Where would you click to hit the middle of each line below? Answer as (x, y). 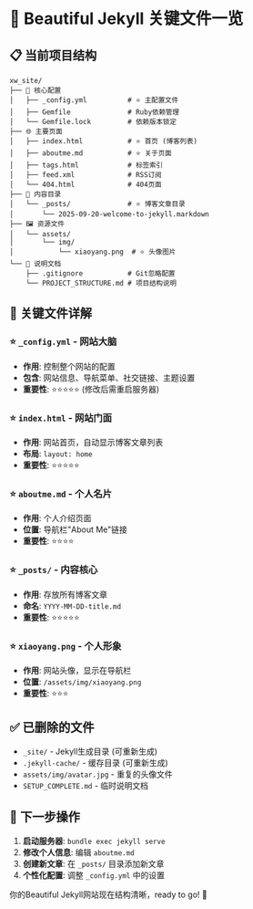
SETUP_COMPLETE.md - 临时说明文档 (85, 785)
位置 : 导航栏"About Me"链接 (75, 529)
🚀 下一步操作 (45, 817)
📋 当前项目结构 (53, 55)
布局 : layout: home (57, 454)
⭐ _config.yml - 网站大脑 (63, 341)
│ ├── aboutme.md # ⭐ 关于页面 (91, 153)
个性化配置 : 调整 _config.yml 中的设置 (94, 875)
